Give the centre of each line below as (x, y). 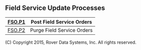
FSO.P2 (17, 30)
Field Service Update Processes (55, 8)
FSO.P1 (17, 22)
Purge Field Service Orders (61, 30)
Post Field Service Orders (61, 22)
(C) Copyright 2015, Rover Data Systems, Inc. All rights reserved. (71, 42)
